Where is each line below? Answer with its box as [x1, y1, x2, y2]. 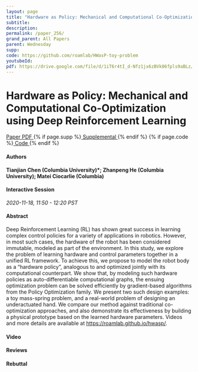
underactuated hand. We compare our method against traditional [6, 301, 164, 308]
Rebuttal [6, 360, 28, 367]
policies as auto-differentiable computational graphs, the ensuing [6, 275, 165, 283]
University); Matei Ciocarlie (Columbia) [6, 172, 104, 180]
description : [6, 25, 38, 31]
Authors [6, 153, 27, 160]
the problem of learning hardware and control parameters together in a [6, 251, 178, 258]
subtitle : [6, 19, 31, 25]
